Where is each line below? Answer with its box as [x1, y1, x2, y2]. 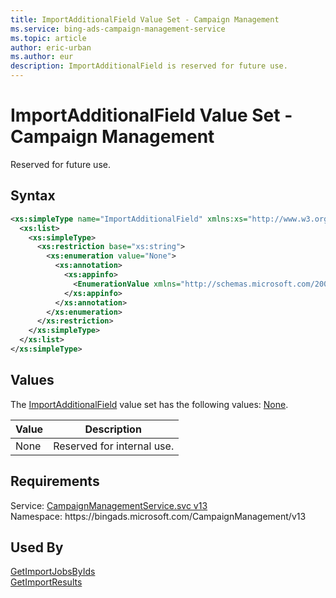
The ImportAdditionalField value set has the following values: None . [10, 398, 289, 410]
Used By [10, 539, 64, 556]
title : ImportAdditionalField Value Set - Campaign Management [10, 14, 280, 25]
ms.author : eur [10, 52, 74, 62]
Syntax [10, 187, 56, 205]
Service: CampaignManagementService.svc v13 [10, 499, 208, 511]
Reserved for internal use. [53, 439, 175, 453]
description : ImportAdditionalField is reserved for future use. [10, 61, 288, 71]
